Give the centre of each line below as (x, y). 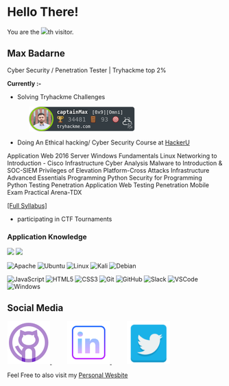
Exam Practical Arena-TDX (45, 192)
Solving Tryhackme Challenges (61, 96)
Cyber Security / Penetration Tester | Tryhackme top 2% (87, 70)
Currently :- (24, 83)
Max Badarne (36, 53)
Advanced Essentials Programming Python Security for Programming (105, 178)
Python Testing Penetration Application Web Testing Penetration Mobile (108, 185)
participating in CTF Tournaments (64, 219)
